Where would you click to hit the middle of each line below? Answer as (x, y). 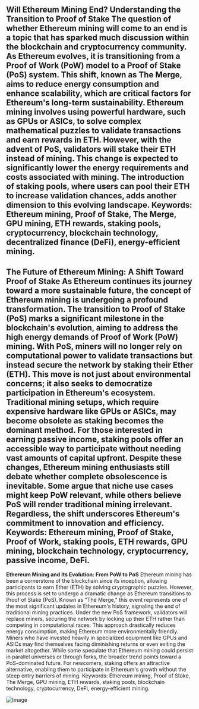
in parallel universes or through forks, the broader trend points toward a (94, 657)
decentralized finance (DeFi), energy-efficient (93, 243)
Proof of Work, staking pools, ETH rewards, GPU (97, 541)
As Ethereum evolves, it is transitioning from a (93, 56)
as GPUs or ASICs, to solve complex (74, 121)
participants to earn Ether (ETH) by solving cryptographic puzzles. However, (99, 587)
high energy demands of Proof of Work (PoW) (92, 337)
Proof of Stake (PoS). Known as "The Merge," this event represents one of (97, 600)
